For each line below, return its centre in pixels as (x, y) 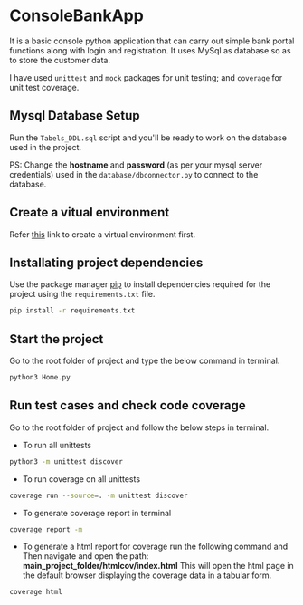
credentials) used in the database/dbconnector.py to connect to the (134, 174)
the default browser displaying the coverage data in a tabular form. (147, 575)
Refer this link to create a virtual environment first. (103, 234)
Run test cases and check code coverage (128, 405)
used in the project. (46, 147)
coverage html (36, 592)
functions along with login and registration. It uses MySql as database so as (150, 50)
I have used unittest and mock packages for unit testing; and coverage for (146, 77)
